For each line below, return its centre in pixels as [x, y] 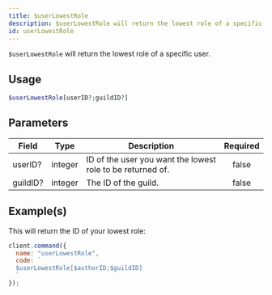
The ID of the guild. [123, 183]
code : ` [29, 261]
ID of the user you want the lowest [151, 159]
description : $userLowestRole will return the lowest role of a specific [136, 23]
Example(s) [38, 211]
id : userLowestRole [41, 31]
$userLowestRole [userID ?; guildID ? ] [68, 98]
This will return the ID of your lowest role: [77, 230]
